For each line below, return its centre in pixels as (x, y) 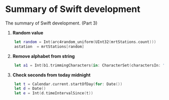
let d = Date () (30, 88)
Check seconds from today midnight (51, 75)
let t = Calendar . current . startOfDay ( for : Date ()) (68, 84)
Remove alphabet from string (44, 56)
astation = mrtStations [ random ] (49, 46)
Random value (28, 32)
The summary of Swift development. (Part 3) (51, 23)
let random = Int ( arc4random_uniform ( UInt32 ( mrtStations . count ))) (85, 42)
